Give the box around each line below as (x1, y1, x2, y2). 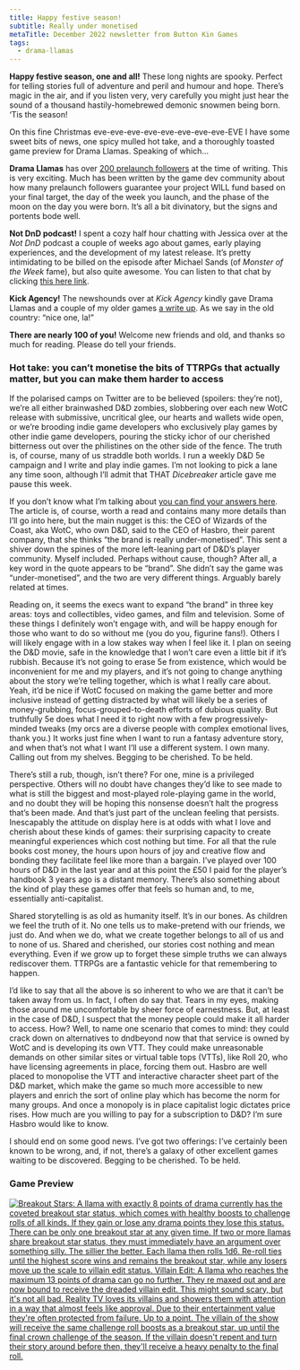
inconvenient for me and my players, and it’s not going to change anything (9, 666, 283, 677)
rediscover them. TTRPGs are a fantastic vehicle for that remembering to (9, 958, 278, 969)
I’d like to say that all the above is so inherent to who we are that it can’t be (9, 985, 284, 996)
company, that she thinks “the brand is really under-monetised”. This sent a (9, 535, 287, 545)
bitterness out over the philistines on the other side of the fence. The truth (9, 441, 283, 451)
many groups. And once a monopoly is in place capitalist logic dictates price (9, 1100, 291, 1111)
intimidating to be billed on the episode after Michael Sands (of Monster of (9, 257, 284, 267)
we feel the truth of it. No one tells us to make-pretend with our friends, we (9, 921, 286, 931)
